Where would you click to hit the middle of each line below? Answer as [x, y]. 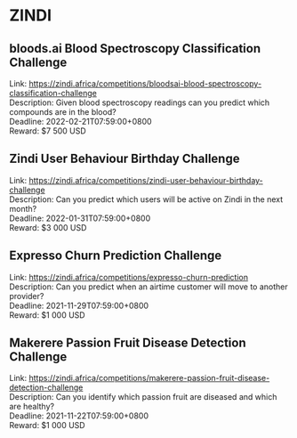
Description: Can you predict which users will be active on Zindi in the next [146, 199]
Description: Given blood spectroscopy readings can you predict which [140, 102]
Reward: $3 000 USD [48, 227]
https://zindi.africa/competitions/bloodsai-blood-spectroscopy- [145, 84]
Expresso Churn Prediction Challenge [116, 256]
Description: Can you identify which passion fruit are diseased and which [143, 397]
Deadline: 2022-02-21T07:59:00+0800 [81, 122]
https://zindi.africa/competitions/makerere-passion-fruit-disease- [149, 378]
